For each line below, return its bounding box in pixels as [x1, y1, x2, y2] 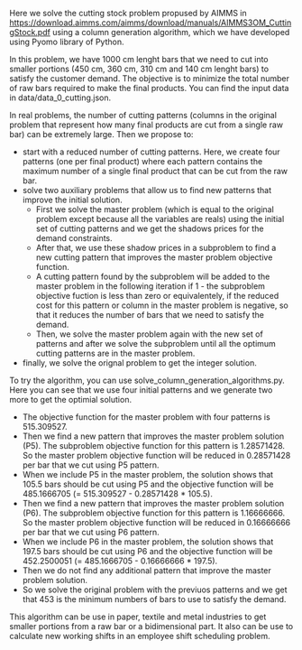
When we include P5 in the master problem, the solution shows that [22, 469, 273, 479]
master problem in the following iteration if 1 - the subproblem [35, 281, 266, 292]
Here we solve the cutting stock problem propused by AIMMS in [9, 8, 248, 18]
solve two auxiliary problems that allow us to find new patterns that [22, 185, 272, 195]
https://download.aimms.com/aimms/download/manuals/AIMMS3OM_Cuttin [9, 17, 292, 28]
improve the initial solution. [22, 194, 124, 205]
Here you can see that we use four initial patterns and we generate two [9, 385, 273, 395]
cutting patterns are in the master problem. [35, 348, 196, 358]
